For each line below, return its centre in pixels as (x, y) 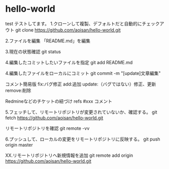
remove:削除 (18, 90)
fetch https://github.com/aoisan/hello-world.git (54, 118)
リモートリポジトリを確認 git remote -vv (47, 128)
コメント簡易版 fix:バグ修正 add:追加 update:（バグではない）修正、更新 (81, 84)
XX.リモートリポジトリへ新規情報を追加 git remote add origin (69, 155)
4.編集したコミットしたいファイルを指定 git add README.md (69, 62)
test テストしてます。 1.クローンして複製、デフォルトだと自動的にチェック (82, 23)
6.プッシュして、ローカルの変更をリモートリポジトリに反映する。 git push (83, 139)
